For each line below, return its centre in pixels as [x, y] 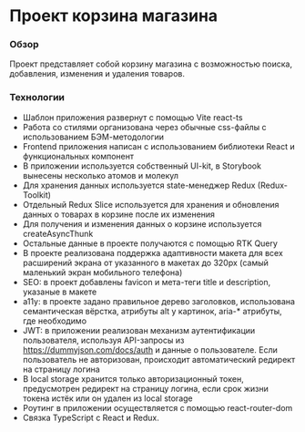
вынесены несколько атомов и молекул [101, 175]
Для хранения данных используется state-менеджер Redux [139, 185]
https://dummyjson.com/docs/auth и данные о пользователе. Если [150, 350]
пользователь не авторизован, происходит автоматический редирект [159, 359]
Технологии [37, 98]
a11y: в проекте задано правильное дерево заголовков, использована [159, 301]
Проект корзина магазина [114, 16]
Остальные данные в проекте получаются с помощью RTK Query [150, 243]
